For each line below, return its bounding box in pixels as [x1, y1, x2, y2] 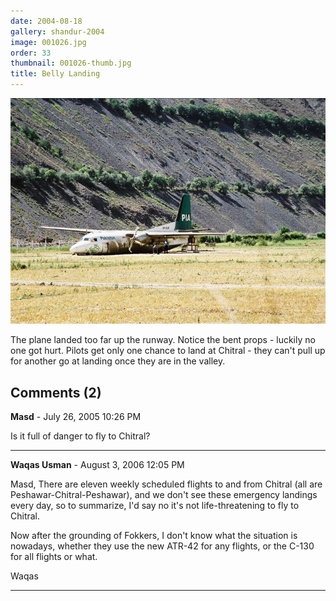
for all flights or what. [10, 551, 98, 563]
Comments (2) [10, 384, 102, 401]
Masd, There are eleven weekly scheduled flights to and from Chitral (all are [10, 478, 323, 490]
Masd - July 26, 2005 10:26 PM [10, 411, 142, 423]
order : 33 [10, 48, 52, 58]
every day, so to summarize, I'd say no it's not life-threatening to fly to [10, 500, 300, 512]
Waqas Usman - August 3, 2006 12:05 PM [10, 459, 185, 471]
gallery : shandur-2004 [10, 26, 105, 37]
